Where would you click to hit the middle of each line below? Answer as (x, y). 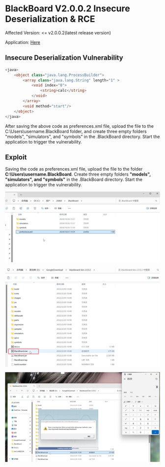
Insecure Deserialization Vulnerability (64, 58)
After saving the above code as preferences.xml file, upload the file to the (79, 126)
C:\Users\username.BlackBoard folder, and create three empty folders (76, 131)
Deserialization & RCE (50, 19)
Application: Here (23, 42)
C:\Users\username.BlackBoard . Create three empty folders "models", (78, 174)
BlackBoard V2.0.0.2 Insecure (68, 9)
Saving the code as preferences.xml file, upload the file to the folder (74, 169)
